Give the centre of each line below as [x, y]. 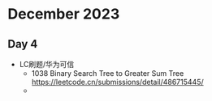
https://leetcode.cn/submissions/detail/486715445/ [117, 82]
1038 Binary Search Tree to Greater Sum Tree [108, 73]
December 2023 [64, 14]
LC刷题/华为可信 [47, 64]
